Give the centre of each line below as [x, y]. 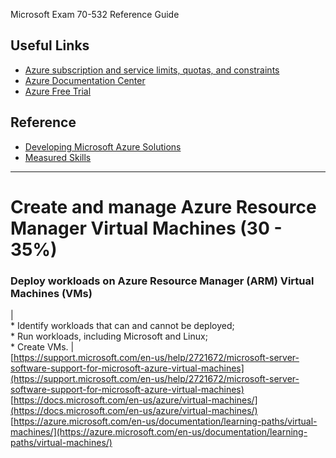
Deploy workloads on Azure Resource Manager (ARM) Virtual [162, 281]
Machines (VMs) [51, 293]
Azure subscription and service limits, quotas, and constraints [152, 70]
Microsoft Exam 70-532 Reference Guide [95, 14]
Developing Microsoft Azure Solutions [103, 146]
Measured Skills [58, 157]
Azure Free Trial [58, 91]
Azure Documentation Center [85, 80]
